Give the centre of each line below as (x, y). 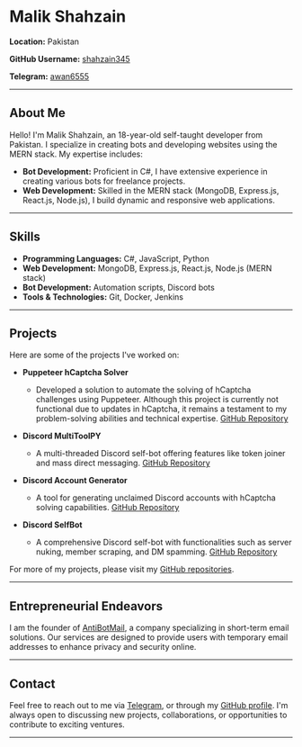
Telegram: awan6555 (49, 76)
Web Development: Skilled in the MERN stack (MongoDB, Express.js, (151, 190)
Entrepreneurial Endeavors (86, 606)
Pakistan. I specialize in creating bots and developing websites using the (143, 144)
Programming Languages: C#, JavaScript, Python (115, 258)
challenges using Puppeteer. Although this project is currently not (157, 400)
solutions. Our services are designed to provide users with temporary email (149, 637)
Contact (32, 684)
